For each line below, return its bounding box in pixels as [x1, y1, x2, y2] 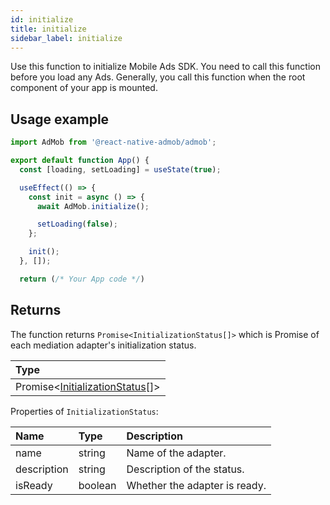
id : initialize [10, 14, 74, 25]
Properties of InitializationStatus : [10, 405, 159, 417]
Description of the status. [126, 462, 245, 476]
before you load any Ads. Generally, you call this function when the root [10, 71, 306, 83]
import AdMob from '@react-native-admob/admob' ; [10, 137, 217, 148]
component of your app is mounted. [10, 82, 158, 94]
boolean [78, 478, 117, 492]
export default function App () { [10, 156, 150, 166]
